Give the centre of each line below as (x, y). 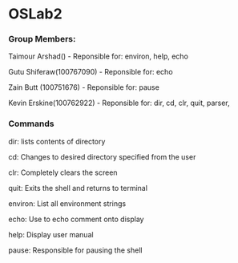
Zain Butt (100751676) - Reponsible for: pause (84, 87)
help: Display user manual (51, 234)
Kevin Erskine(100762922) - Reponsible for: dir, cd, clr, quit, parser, (119, 103)
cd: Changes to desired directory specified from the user (102, 156)
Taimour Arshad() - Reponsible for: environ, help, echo (98, 56)
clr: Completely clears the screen (63, 172)
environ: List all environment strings (67, 203)
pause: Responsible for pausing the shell (75, 250)
